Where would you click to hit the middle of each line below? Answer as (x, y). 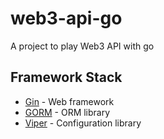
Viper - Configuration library (83, 123)
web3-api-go (66, 18)
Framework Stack (66, 77)
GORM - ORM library (67, 112)
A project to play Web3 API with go (82, 46)
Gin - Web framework (69, 101)
